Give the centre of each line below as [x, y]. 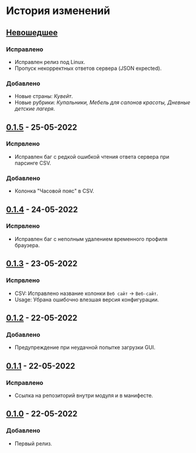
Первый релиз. [33, 443]
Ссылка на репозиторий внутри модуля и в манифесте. [84, 395]
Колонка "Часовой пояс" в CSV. [54, 191]
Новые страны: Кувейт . [44, 96]
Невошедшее [32, 33]
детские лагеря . [35, 109]
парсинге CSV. [33, 163]
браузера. [27, 245]
